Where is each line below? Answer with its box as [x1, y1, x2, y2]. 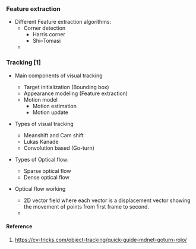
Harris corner [32, 31, 65, 38]
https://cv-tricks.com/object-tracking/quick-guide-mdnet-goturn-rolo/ [14, 236, 187, 243]
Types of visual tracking [14, 120, 74, 127]
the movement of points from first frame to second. [23, 203, 150, 210]
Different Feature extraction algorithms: [14, 18, 112, 26]
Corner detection [23, 24, 66, 31]
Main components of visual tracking [14, 72, 103, 79]
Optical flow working [14, 185, 66, 192]
